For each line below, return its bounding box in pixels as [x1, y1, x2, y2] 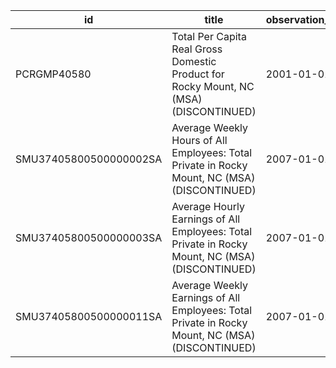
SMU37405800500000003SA [15, 231, 163, 244]
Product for [171, 67, 225, 81]
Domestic [171, 55, 217, 68]
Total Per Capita [171, 30, 247, 43]
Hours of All [171, 134, 228, 147]
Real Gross [171, 42, 223, 56]
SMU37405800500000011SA [15, 310, 163, 323]
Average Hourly [171, 200, 245, 213]
